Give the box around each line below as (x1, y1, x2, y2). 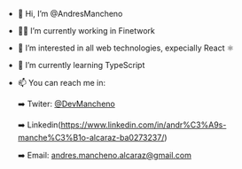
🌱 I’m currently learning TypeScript (17, 60, 145, 70)
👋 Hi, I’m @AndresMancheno (17, 9, 123, 19)
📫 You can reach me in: (17, 78, 106, 88)
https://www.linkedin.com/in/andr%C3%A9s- (60, 119, 227, 130)
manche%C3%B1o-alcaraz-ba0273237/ (17, 133, 165, 142)
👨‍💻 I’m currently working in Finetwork (17, 26, 155, 35)
